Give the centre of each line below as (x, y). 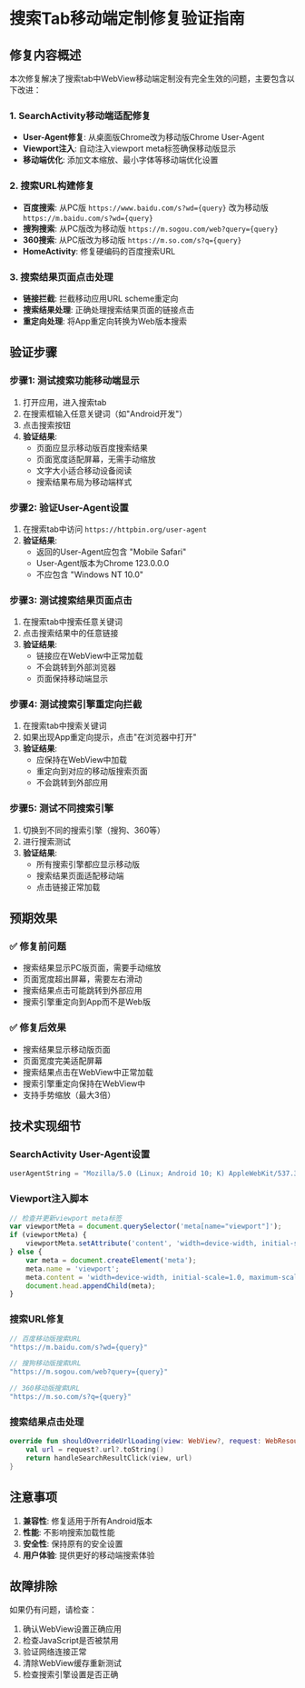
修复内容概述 (45, 55)
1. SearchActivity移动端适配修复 (80, 115)
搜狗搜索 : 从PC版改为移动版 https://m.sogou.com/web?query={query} (150, 228)
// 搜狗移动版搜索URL (45, 1363)
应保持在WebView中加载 (82, 760)
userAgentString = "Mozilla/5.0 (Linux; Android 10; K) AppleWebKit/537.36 (156, 1174)
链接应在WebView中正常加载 (89, 656)
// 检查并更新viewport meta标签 (66, 1218)
